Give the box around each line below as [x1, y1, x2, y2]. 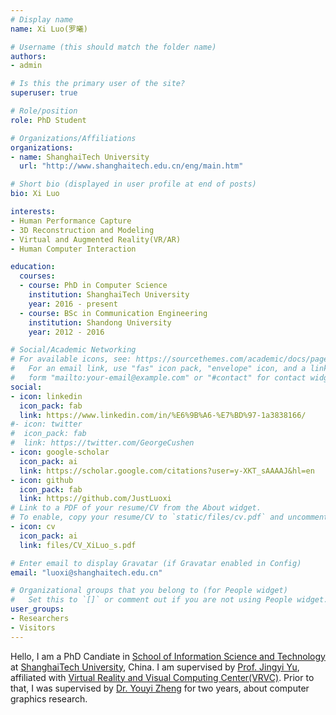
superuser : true [10, 88, 78, 98]
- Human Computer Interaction [10, 244, 137, 254]
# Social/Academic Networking [10, 345, 137, 355]
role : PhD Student [10, 115, 87, 125]
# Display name [10, 14, 74, 25]
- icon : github [10, 475, 74, 485]
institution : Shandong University [28, 317, 172, 328]
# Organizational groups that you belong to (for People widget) [10, 586, 288, 596]
